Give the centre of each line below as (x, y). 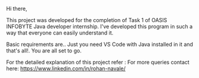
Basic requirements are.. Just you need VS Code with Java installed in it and (100, 44)
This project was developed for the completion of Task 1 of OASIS (87, 20)
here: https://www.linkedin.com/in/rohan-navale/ (66, 68)
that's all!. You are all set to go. (44, 51)
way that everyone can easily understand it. (60, 33)
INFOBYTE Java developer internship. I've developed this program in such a (99, 26)
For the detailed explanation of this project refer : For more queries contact (98, 62)
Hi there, (17, 9)
